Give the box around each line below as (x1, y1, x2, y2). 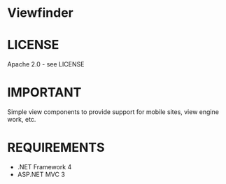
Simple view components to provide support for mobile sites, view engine (7, 108, 219, 116)
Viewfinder (7, 5, 73, 21)
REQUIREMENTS (7, 140, 105, 155)
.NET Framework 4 (17, 163, 72, 171)
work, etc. (7, 115, 36, 124)
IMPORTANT (7, 85, 82, 101)
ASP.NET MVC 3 (17, 170, 65, 178)
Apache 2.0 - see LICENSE (7, 60, 85, 69)
